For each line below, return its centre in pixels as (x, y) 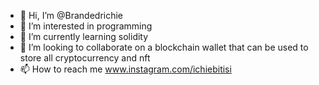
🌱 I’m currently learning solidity (84, 36)
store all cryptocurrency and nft (85, 58)
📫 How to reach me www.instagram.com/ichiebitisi (125, 69)
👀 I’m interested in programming (86, 26)
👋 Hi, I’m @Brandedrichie (71, 15)
